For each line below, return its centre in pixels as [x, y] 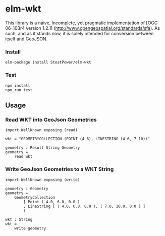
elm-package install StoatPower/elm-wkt [48, 63]
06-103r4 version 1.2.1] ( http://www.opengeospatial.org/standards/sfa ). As [83, 28]
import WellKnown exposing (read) [42, 130]
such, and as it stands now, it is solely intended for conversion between [79, 33]
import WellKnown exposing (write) [43, 180]
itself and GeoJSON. [26, 39]
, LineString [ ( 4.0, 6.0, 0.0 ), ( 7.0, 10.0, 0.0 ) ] [84, 206]
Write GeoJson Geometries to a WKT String [60, 169]
